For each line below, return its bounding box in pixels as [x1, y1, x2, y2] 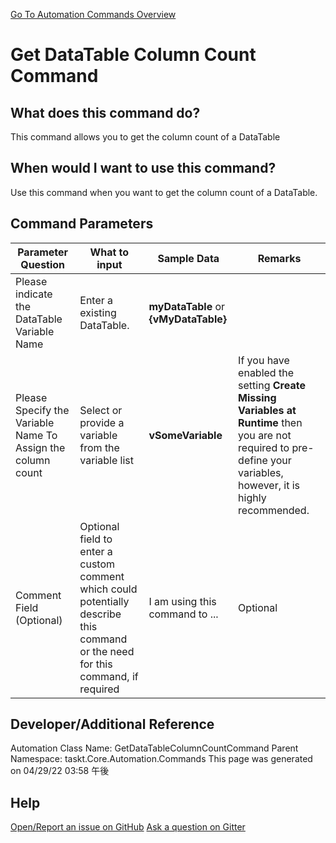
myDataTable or [148, 299, 226, 313]
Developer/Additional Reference [10, 716, 215, 733]
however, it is [238, 478, 301, 492]
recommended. [238, 503, 310, 517]
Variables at [238, 403, 297, 417]
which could [79, 582, 138, 596]
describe [79, 607, 122, 621]
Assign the [15, 440, 66, 454]
